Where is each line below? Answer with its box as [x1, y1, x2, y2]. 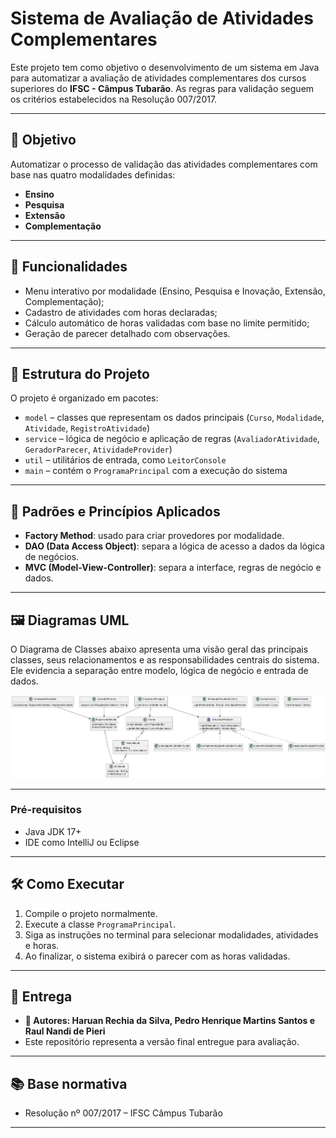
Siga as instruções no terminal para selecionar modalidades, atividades [24, 928, 319, 941]
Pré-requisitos [10, 803, 82, 817]
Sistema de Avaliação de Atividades [10, 7, 314, 30]
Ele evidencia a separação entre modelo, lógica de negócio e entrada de [10, 665, 309, 676]
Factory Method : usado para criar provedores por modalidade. [24, 530, 285, 542]
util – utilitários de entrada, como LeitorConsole [24, 454, 227, 466]
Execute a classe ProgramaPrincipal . [24, 918, 177, 930]
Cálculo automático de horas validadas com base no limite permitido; [24, 317, 310, 329]
